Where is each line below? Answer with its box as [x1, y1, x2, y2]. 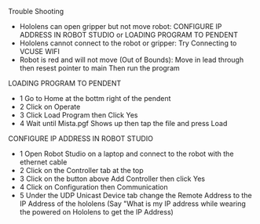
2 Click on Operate [19, 102, 81, 111]
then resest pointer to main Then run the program [19, 63, 181, 73]
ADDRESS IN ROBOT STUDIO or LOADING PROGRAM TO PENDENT [19, 31, 238, 39]
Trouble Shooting [8, 7, 64, 16]
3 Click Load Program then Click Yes [19, 110, 138, 120]
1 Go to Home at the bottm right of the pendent [19, 94, 171, 103]
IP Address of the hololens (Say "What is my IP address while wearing [19, 199, 246, 208]
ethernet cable [19, 157, 68, 167]
